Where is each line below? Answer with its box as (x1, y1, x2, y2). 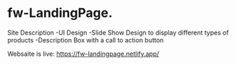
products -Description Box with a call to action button (7, 35, 164, 44)
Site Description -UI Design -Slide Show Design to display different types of (7, 28, 229, 37)
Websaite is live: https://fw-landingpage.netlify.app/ (7, 49, 160, 58)
